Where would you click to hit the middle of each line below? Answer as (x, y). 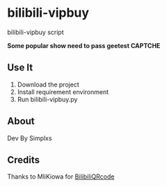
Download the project (48, 84)
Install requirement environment (63, 91)
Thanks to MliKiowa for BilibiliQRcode (61, 177)
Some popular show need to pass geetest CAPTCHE (84, 45)
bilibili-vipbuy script (35, 32)
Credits (24, 159)
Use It (20, 68)
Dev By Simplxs (30, 138)
